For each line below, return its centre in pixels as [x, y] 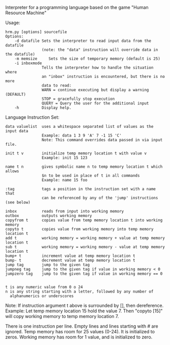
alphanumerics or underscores [42, 296]
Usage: [13, 23]
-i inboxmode [28, 63]
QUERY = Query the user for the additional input [95, 103]
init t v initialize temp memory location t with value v [76, 153]
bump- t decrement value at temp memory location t [70, 260]
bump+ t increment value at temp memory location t [70, 256]
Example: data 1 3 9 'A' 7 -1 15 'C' [82, 136]
